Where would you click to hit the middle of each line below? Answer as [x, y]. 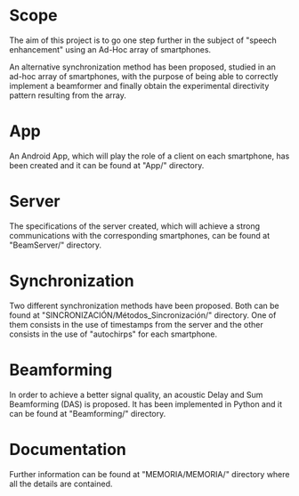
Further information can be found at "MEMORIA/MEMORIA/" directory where [149, 474]
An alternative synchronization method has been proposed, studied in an [142, 67]
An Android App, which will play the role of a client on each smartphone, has [149, 156]
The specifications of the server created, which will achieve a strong [135, 226]
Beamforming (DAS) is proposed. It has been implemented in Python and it [146, 404]
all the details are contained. [61, 484]
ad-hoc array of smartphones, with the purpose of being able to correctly [144, 76]
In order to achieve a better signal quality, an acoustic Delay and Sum [136, 394]
